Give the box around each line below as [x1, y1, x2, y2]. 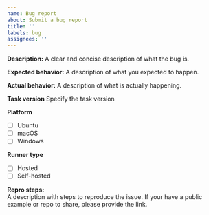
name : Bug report [7, 10, 57, 17]
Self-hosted [16, 172, 51, 180]
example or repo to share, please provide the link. [7, 201, 148, 209]
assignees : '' [7, 36, 48, 43]
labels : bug [7, 29, 41, 37]
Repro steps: [7, 185, 45, 194]
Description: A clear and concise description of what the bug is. [7, 54, 190, 63]
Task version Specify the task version [7, 94, 115, 103]
